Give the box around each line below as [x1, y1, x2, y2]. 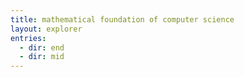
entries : [10, 33, 47, 43]
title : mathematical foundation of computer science [10, 14, 235, 25]
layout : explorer [10, 24, 83, 34]
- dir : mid [19, 52, 65, 62]
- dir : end [19, 42, 65, 53]
